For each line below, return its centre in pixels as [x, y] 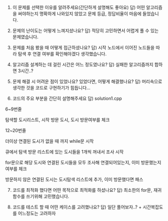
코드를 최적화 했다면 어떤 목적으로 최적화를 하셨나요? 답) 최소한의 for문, [82, 190]
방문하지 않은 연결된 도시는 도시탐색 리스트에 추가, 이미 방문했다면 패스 [74, 179]
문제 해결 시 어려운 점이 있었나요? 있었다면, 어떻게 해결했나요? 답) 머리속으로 [87, 81]
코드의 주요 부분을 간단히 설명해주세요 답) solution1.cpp [67, 98]
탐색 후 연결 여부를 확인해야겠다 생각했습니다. [62, 54]
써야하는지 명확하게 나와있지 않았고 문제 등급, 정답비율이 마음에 [80, 14]
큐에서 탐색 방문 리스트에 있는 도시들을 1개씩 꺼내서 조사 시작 [65, 152]
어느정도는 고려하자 [37, 213]
